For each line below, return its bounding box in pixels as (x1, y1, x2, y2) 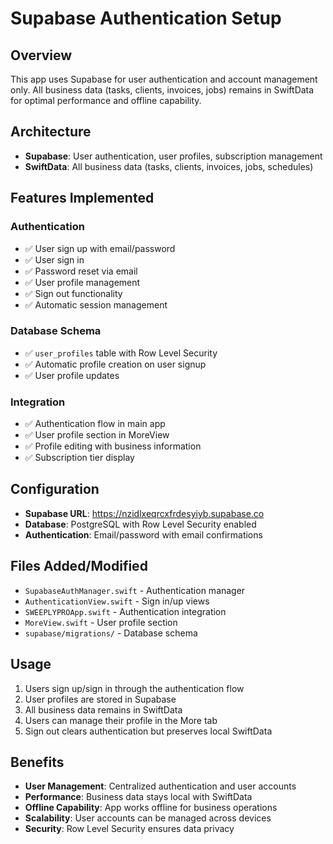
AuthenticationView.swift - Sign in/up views (24, 595, 210, 607)
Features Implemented (10, 190, 155, 207)
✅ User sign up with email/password (24, 242, 176, 254)
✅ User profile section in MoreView (24, 429, 170, 441)
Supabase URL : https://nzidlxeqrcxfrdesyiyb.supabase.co (24, 507, 265, 519)
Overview (10, 47, 73, 64)
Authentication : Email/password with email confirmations (24, 528, 263, 541)
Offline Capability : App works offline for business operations (24, 802, 278, 814)
